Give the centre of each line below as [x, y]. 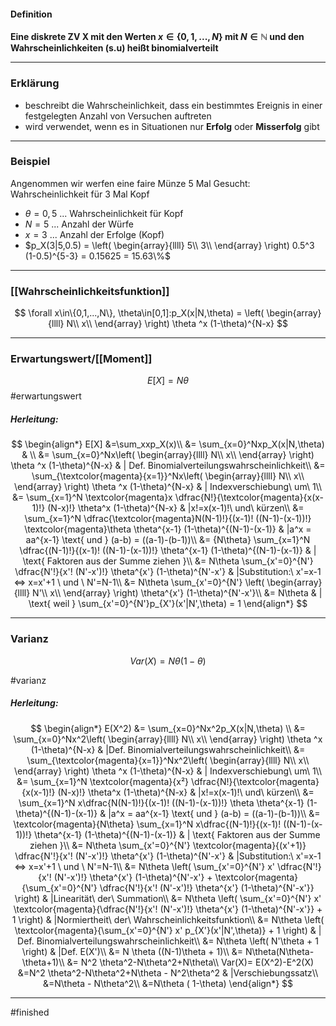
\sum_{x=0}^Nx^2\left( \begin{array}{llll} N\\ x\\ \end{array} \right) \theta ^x [168, 739]
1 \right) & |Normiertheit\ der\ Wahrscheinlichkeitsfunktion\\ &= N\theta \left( [168, 919]
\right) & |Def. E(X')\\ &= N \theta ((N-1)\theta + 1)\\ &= [132, 951]
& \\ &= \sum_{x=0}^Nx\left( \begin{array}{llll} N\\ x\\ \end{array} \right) [168, 455]
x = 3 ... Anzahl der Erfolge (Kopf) [94, 234]
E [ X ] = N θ [168, 381]
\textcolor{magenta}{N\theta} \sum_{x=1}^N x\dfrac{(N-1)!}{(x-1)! [147, 824]
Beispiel [30, 162]
